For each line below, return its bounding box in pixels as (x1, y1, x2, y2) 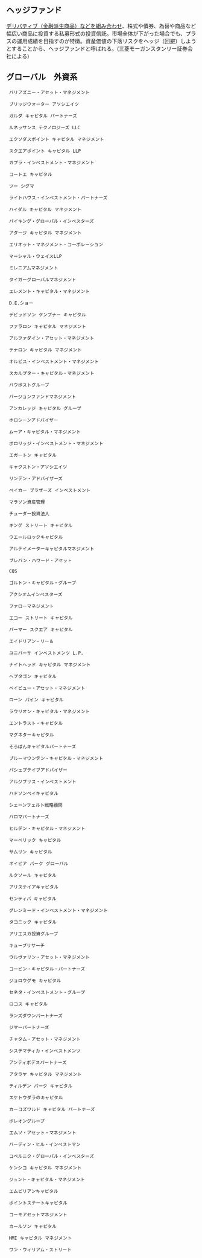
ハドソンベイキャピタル (8, 790, 58, 797)
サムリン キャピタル (8, 849, 52, 855)
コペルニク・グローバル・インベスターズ (8, 1153, 95, 1159)
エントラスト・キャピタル (8, 720, 63, 726)
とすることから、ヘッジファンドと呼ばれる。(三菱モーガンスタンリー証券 (6, 45, 188, 52)
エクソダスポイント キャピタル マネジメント (8, 136, 104, 143)
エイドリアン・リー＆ (8, 638, 54, 644)
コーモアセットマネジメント (8, 1211, 68, 1218)
